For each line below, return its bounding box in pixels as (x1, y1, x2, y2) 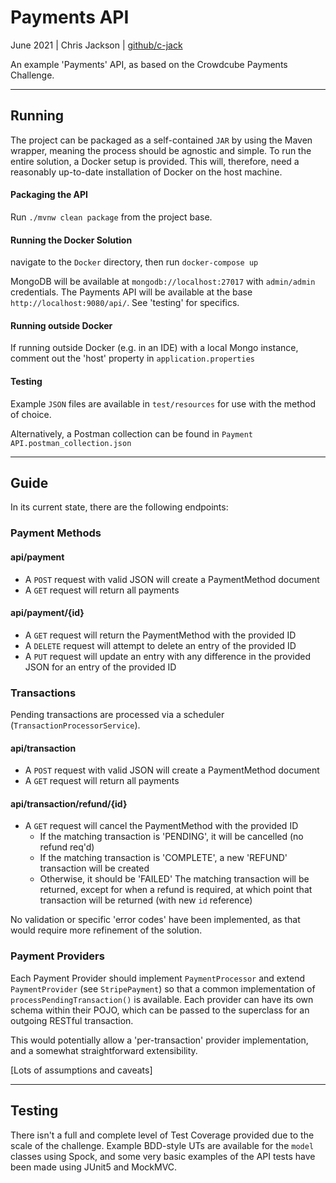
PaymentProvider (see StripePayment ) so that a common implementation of (10, 982, 316, 995)
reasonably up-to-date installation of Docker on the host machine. (10, 166, 283, 178)
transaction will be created (39, 862, 150, 875)
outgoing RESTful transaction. (10, 1014, 134, 1026)
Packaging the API (10, 189, 89, 201)
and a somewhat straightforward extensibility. (10, 1044, 198, 1056)
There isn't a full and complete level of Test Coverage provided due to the (10, 1129, 315, 1141)
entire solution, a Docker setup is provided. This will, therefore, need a (10, 155, 300, 167)
